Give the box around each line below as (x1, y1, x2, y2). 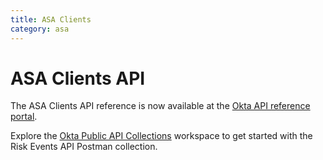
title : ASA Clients (10, 14, 92, 25)
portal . (10, 111, 38, 123)
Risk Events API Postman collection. (10, 141, 158, 153)
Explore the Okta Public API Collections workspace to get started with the (10, 130, 313, 142)
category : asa (10, 24, 70, 34)
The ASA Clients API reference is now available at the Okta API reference (10, 100, 311, 112)
